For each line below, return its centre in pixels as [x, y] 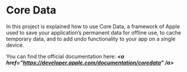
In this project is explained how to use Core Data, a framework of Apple [93, 26]
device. [15, 45]
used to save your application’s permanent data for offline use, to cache [94, 32]
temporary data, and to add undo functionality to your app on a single [91, 39]
